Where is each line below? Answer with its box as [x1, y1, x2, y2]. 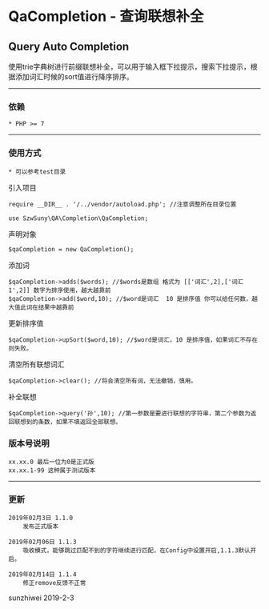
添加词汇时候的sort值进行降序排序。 [14, 72, 134, 81]
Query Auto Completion [8, 39, 130, 53]
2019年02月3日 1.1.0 [8, 514, 74, 523]
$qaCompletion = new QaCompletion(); [8, 245, 134, 253]
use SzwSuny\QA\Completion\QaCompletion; [8, 214, 149, 222]
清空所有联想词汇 [8, 359, 65, 369]
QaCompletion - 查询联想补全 [8, 7, 204, 26]
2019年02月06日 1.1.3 [8, 538, 77, 547]
